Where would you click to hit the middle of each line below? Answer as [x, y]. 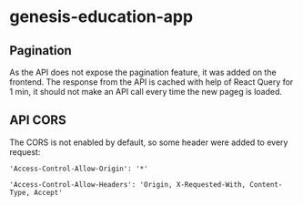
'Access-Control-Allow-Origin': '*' [79, 169]
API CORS [38, 120]
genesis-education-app [101, 17]
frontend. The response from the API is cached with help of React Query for [151, 82]
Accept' [48, 192]
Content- [266, 184]
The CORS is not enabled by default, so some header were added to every [149, 142]
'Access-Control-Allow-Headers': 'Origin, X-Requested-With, [128, 184]
